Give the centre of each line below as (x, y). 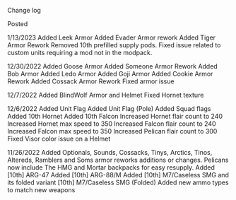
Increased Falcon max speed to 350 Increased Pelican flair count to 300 (112, 131)
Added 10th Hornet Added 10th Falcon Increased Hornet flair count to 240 (115, 116)
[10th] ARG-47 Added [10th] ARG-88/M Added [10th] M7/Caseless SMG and (118, 175)
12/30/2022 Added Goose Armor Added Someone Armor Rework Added (112, 66)
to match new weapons (41, 190)
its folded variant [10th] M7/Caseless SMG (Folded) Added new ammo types (118, 182)
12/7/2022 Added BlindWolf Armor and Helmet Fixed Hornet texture (106, 95)
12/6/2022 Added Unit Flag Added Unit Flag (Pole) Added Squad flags (109, 108)
